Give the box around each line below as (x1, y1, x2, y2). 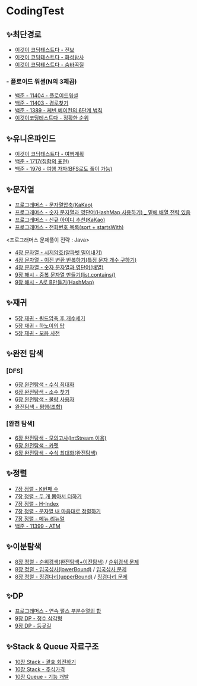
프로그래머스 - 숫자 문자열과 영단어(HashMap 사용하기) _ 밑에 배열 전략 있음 (14, 208, 191, 215)
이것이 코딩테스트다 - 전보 (14, 46, 75, 53)
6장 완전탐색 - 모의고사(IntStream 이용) (14, 434, 107, 441)
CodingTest (6, 4, 64, 18)
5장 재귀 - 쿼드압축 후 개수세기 (14, 314, 85, 322)
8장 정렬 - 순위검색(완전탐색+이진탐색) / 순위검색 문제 (14, 558, 139, 566)
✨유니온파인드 (6, 133, 56, 143)
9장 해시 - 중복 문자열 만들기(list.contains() (14, 271, 116, 278)
